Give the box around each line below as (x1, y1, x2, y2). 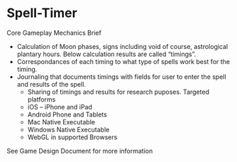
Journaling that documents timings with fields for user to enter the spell (16, 72, 226, 81)
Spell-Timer (6, 5, 77, 21)
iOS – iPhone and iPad (27, 102, 93, 111)
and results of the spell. (16, 80, 87, 88)
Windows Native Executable (27, 125, 110, 134)
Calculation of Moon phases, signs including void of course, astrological (16, 42, 228, 50)
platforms (27, 94, 56, 104)
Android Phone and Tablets (27, 110, 107, 119)
